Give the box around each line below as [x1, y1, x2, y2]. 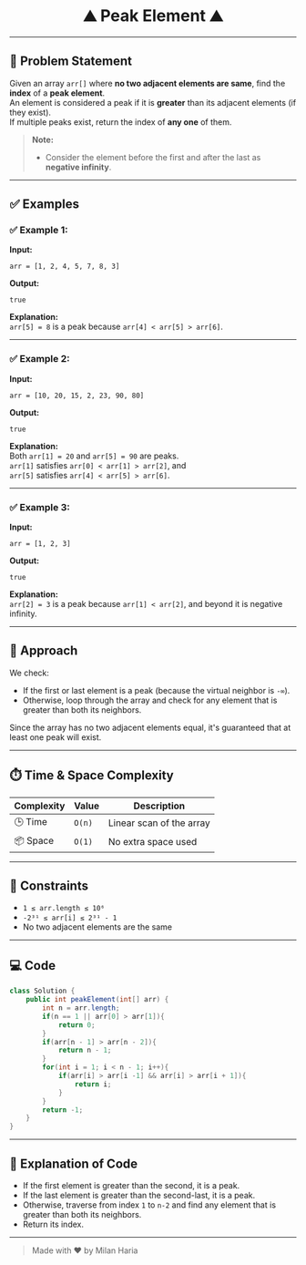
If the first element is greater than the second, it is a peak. [22, 1179, 240, 1190]
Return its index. [22, 1219, 85, 1229]
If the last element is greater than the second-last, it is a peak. [22, 1189, 256, 1200]
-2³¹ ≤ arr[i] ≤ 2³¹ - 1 [22, 913, 117, 923]
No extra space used [107, 836, 198, 848]
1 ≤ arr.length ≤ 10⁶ [22, 904, 105, 913]
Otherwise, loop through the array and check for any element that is [22, 694, 278, 705]
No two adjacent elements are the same [22, 921, 173, 932]
